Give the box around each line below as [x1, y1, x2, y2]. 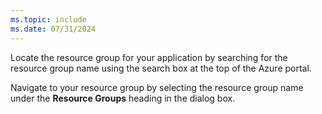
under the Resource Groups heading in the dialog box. [10, 92, 236, 104]
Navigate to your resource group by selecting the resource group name [10, 81, 304, 93]
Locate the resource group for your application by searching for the [10, 51, 288, 63]
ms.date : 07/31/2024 [10, 24, 97, 34]
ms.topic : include [10, 14, 87, 25]
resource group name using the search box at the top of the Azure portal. [10, 62, 312, 74]
